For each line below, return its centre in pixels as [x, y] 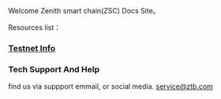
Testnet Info [32, 48]
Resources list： [35, 27]
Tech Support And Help [54, 69]
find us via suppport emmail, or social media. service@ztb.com [110, 86]
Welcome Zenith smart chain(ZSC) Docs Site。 [84, 11]
